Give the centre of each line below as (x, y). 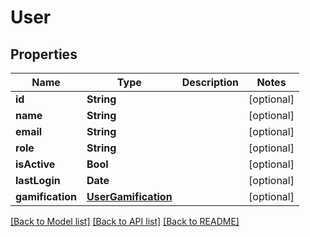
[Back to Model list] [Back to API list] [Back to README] (125, 221)
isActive (35, 164)
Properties (44, 54)
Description (210, 82)
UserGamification (129, 196)
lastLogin (38, 180)
